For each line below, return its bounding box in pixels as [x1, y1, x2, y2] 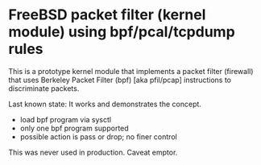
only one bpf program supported [19, 123, 129, 133]
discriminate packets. [8, 83, 80, 93]
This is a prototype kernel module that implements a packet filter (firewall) [8, 66, 254, 76]
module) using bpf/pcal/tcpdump [8, 23, 235, 41]
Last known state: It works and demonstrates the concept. [8, 99, 201, 109]
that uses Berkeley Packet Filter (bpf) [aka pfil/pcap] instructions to [8, 75, 232, 85]
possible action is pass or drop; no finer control [19, 131, 177, 142]
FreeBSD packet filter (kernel [8, 6, 206, 24]
